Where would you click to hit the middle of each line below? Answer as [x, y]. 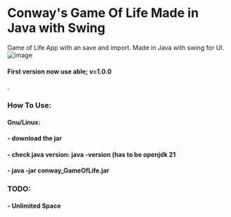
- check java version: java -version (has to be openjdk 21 [92, 154]
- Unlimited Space [34, 206]
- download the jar [35, 139]
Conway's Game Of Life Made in [103, 13]
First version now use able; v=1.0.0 [60, 71]
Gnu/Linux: [24, 122]
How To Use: [29, 105]
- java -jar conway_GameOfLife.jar [58, 170]
